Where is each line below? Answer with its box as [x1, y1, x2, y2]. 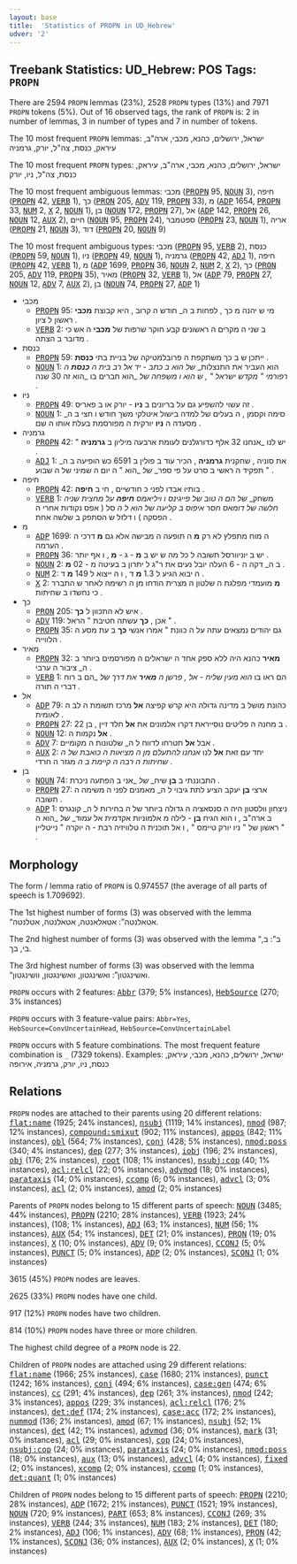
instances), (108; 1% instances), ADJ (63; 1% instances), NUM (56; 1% [9, 1218, 259, 1230]
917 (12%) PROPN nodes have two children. [9, 1307, 161, 1318]
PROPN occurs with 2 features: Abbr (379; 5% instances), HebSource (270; [9, 987, 280, 997]
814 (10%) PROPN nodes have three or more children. [9, 1324, 198, 1336]
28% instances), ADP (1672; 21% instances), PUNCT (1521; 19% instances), [9, 1499, 278, 1509]
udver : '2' [9, 29, 49, 38]
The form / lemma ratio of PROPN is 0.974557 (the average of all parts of [9, 881, 268, 891]
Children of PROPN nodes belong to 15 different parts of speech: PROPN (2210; [9, 1489, 288, 1499]
